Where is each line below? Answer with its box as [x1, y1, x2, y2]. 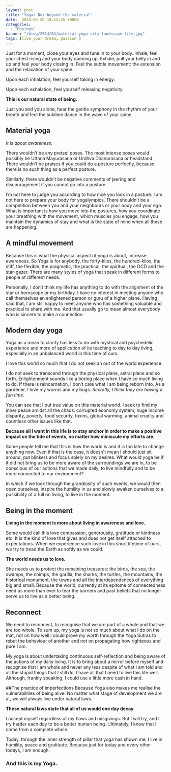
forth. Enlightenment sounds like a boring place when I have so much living [6, 376, 163, 382]
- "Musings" [10, 27, 36, 32]
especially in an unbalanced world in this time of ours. [6, 350, 119, 357]
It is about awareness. [6, 140, 53, 146]
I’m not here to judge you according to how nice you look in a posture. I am [6, 191, 162, 197]
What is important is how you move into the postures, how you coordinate [6, 208, 161, 214]
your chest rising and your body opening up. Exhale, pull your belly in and [6, 55, 160, 61]
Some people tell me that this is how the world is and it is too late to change [6, 444, 164, 450]
